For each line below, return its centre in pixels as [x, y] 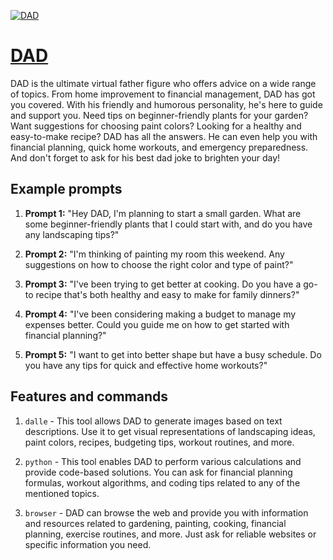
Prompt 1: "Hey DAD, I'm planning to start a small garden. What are [163, 213]
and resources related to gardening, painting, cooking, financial [155, 523]
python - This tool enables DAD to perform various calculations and [163, 461]
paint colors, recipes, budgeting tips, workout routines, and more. [159, 442]
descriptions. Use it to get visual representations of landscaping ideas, [170, 431]
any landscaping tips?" [72, 234]
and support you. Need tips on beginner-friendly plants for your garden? [159, 115]
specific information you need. [88, 544]
